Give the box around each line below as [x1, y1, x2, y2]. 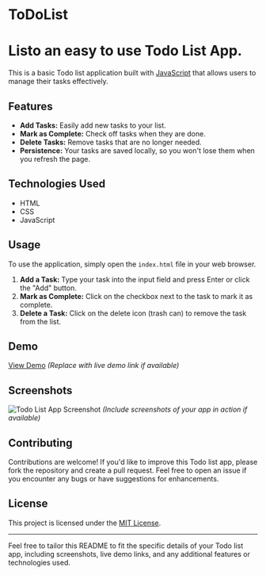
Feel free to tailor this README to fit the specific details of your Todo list [8, 541, 244, 550]
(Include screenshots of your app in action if [102, 404, 248, 414]
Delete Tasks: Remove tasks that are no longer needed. [19, 137, 202, 147]
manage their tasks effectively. [8, 77, 108, 86]
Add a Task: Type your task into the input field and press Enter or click [19, 274, 250, 284]
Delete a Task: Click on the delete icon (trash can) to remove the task [19, 308, 247, 318]
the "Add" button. [19, 283, 78, 293]
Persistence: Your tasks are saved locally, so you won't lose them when [19, 145, 256, 155]
